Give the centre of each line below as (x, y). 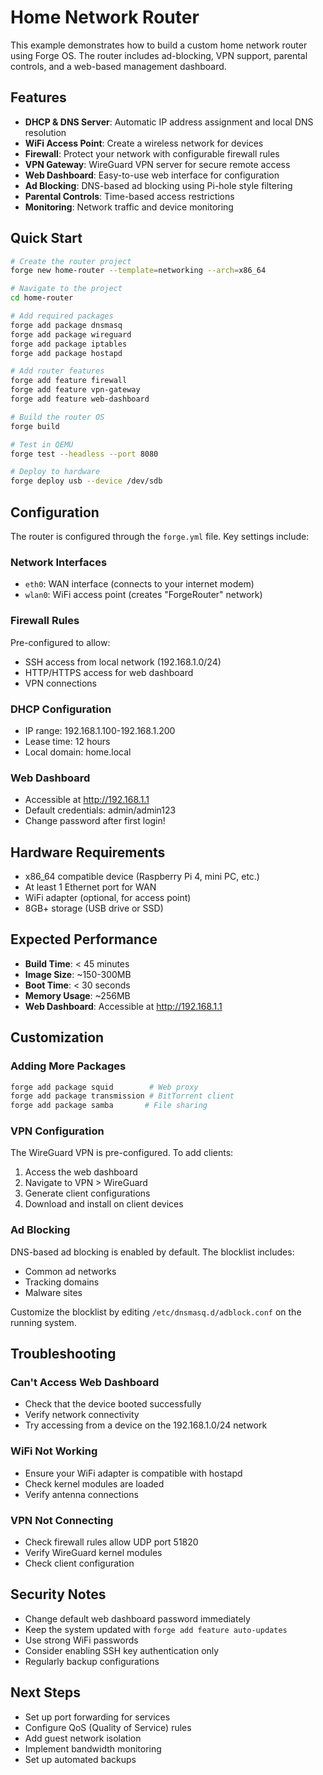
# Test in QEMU (42, 444)
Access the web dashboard (81, 1172)
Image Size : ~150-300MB (78, 974)
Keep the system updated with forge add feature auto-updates (156, 1629)
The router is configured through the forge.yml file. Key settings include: (160, 536)
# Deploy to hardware (55, 472)
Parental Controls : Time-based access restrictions (129, 196)
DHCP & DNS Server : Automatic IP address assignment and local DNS (169, 122)
